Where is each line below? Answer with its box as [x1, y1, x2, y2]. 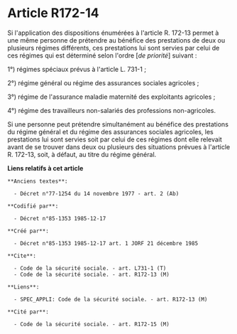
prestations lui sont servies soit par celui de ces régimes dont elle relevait [7, 135, 222, 144]
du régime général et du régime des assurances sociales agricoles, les [7, 127, 214, 136]
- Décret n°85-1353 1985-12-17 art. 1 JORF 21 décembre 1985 [13, 239, 199, 247]
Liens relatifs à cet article [7, 163, 84, 172]
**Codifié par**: [7, 203, 59, 210]
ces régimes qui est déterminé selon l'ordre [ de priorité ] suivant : [7, 51, 197, 60]
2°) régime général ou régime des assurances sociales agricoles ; [7, 78, 199, 87]
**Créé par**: [7, 227, 50, 235]
